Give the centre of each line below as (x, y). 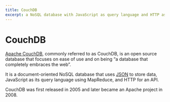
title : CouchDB (21, 10)
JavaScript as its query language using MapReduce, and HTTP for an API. (82, 80)
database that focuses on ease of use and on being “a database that (77, 59)
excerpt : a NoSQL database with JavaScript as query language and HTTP (82, 15)
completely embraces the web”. (38, 64)
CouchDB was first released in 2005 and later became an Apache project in (84, 90)
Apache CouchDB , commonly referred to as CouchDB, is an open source (81, 54)
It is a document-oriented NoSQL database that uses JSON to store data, (81, 75)
